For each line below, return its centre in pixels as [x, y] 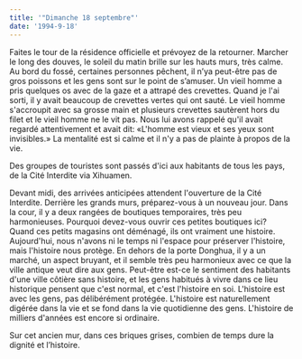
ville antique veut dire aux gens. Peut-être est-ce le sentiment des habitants [150, 269]
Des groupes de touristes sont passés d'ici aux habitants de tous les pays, [147, 165]
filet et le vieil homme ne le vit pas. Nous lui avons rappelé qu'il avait [136, 119]
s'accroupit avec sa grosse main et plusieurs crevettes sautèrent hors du [144, 109]
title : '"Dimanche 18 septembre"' [74, 18]
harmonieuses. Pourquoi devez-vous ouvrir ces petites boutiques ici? [138, 222]
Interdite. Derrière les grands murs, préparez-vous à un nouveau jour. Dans [149, 202]
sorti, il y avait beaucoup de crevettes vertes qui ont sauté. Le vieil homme [147, 99]
